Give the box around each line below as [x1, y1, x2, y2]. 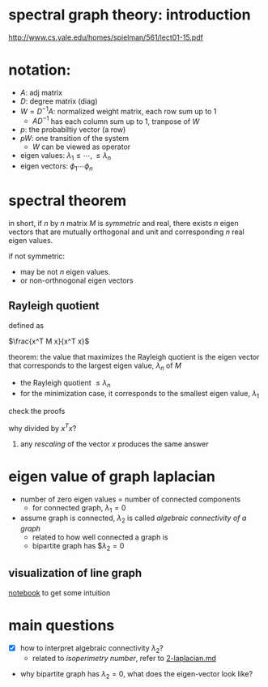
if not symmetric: [8, 251, 66, 261]
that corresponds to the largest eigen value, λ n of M [8, 361, 182, 372]
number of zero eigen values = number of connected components [19, 494, 241, 504]
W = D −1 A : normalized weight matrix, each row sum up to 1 [19, 105, 217, 116]
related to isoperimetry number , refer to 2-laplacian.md [32, 654, 217, 664]
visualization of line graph [8, 566, 143, 580]
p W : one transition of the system [19, 134, 130, 143]
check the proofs [8, 406, 66, 416]
